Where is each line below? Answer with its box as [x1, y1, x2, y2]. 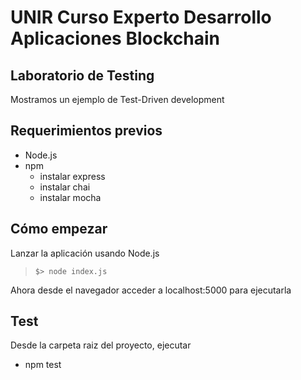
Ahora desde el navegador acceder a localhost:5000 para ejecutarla [10, 284, 292, 296]
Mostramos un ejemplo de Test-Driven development [10, 94, 225, 105]
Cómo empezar [10, 221, 108, 238]
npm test [24, 359, 62, 371]
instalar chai [39, 181, 91, 193]
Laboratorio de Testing [10, 67, 155, 84]
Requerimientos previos [10, 122, 163, 140]
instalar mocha [39, 191, 102, 203]
